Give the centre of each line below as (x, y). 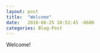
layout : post (22, 11)
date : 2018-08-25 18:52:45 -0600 (50, 22)
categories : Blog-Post (34, 28)
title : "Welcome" (29, 17)
